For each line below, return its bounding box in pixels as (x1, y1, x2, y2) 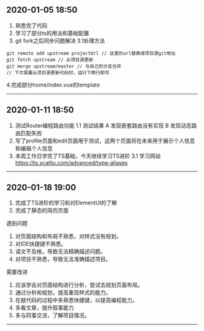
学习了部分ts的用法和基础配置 (15, 29, 89, 37)
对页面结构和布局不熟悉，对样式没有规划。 (15, 232, 122, 240)
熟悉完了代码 (15, 21, 47, 29)
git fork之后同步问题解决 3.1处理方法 (15, 37, 105, 44)
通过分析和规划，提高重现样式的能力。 (15, 289, 111, 296)
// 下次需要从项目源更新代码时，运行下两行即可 (6, 69, 110, 75)
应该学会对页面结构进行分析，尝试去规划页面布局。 (15, 281, 143, 288)
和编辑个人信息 (15, 144, 53, 152)
